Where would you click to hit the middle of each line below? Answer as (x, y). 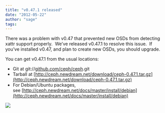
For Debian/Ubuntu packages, (44, 85)
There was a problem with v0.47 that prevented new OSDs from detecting (83, 39)
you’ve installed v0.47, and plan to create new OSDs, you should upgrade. (83, 49)
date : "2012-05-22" (26, 15)
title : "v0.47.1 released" (34, 10)
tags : (11, 24)
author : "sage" (21, 19)
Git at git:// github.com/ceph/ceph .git (51, 69)
